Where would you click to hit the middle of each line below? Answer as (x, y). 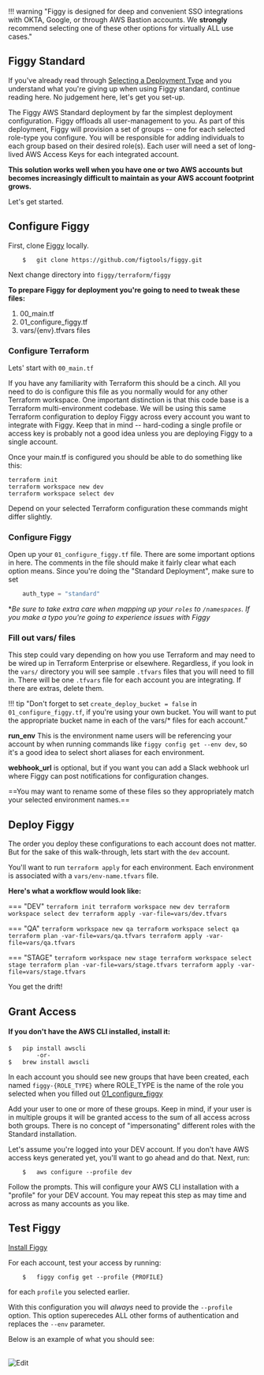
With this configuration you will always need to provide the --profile (120, 1307)
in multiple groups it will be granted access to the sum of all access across (129, 1117)
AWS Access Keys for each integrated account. (102, 154)
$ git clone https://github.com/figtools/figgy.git (112, 260)
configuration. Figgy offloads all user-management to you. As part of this (126, 121)
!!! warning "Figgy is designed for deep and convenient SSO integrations (126, 11)
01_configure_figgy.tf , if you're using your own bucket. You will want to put (132, 712)
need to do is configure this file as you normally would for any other (118, 391)
